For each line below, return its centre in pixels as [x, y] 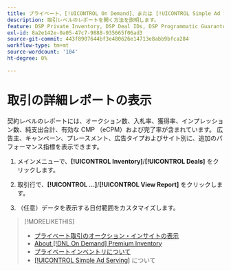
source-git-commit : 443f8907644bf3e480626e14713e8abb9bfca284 [98, 39]
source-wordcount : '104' [43, 52]
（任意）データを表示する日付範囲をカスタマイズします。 [98, 208]
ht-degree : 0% [27, 58]
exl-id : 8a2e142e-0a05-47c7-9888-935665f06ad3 [75, 33]
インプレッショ [202, 120]
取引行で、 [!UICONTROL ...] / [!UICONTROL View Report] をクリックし [117, 184]
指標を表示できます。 [73, 147]
